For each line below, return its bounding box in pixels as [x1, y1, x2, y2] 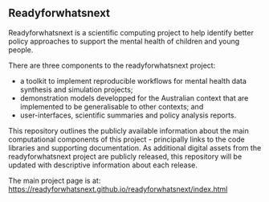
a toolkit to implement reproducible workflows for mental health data [19, 76, 247, 85]
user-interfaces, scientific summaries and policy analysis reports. [19, 110, 237, 120]
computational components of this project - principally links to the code [8, 134, 245, 144]
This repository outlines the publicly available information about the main [8, 126, 249, 135]
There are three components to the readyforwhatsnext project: [8, 60, 216, 70]
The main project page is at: [8, 175, 101, 185]
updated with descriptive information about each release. [8, 160, 198, 170]
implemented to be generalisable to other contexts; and [19, 101, 204, 111]
